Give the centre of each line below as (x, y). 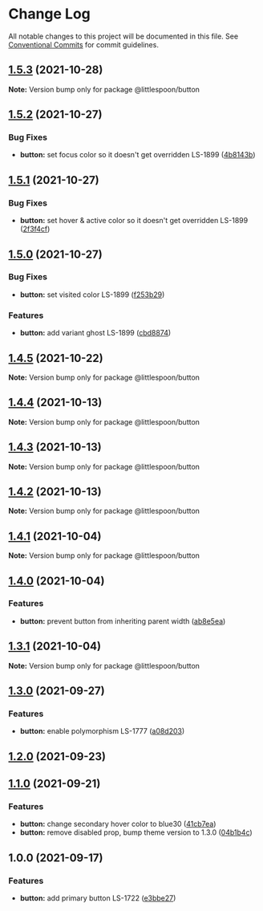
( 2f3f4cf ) (35, 229)
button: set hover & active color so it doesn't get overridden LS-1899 (134, 221)
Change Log (49, 14)
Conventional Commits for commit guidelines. (83, 44)
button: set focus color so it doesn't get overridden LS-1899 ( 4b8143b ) (138, 155)
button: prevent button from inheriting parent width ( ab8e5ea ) (123, 621)
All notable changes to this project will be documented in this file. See (123, 36)
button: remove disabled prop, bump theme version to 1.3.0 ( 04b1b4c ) (136, 832)
